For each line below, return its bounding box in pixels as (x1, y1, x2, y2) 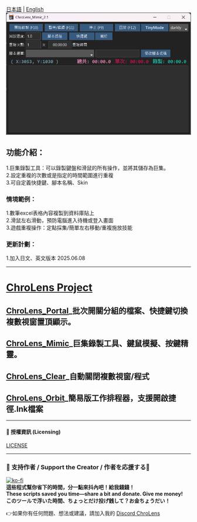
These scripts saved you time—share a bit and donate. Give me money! (6, 490, 183, 497)
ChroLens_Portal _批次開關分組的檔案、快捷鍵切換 (6, 306, 188, 316)
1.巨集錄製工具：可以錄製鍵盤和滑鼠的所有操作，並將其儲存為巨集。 (6, 164, 169, 171)
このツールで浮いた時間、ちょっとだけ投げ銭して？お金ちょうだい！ (6, 497, 171, 504)
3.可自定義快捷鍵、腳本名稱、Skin (6, 179, 88, 186)
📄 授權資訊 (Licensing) (6, 428, 61, 435)
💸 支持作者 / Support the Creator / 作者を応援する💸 (6, 463, 151, 471)
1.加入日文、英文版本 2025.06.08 (6, 255, 86, 262)
